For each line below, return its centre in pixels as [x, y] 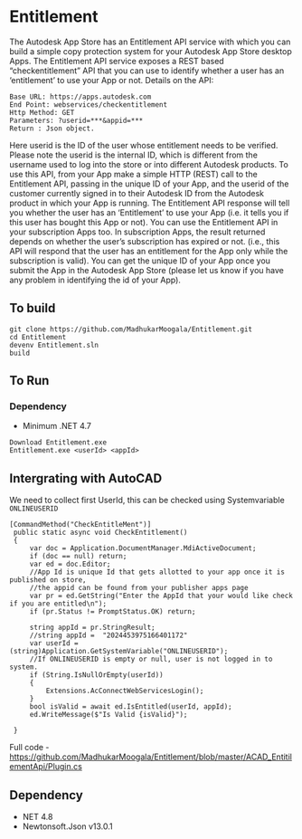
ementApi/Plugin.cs [46, 767]
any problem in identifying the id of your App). [95, 280]
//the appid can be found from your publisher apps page [139, 588]
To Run [29, 381]
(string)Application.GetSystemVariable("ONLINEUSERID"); [119, 652]
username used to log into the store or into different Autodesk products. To [149, 164]
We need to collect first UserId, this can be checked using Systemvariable [147, 501]
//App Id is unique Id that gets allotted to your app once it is [157, 572]
